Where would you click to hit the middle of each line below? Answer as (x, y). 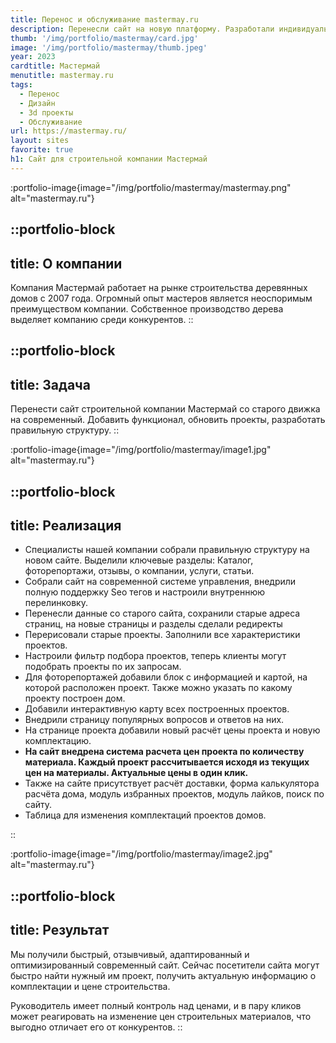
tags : (21, 85)
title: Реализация (66, 525)
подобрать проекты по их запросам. (103, 667)
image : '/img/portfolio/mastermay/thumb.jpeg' (109, 47)
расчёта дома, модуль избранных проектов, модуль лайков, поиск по (174, 794)
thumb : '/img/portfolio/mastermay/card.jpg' (104, 38)
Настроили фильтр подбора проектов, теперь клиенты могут (155, 656)
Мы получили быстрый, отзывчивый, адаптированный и (130, 954)
